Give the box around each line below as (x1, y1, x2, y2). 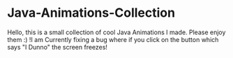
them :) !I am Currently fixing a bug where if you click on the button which (7, 35, 219, 43)
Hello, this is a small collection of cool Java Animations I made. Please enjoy (7, 28, 226, 36)
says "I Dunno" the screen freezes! (7, 43, 108, 51)
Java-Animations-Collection (7, 5, 176, 21)
